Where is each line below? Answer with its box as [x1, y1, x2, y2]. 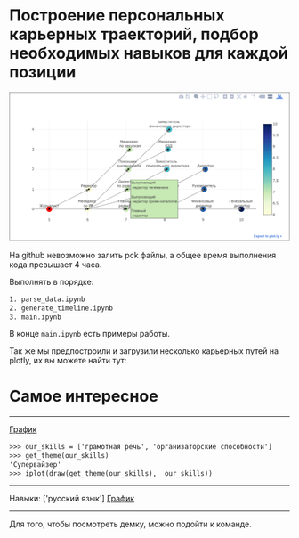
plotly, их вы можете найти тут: [9, 355, 127, 366]
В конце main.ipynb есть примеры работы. [9, 329, 171, 339]
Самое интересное [9, 387, 158, 406]
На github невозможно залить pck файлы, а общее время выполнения [9, 250, 277, 261]
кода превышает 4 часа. [9, 259, 102, 270]
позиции [9, 62, 77, 83]
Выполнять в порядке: [9, 277, 94, 288]
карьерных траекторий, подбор [9, 24, 260, 45]
